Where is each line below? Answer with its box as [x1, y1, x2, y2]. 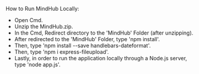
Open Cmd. [14, 17, 43, 23]
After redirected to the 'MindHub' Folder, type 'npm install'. [14, 36, 161, 42]
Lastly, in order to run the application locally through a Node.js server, [14, 55, 188, 61]
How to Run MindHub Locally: [5, 5, 79, 12]
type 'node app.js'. [14, 61, 61, 68]
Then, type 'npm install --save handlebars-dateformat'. [14, 42, 151, 49]
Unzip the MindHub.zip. [14, 23, 73, 30]
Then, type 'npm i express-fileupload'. [14, 48, 109, 55]
